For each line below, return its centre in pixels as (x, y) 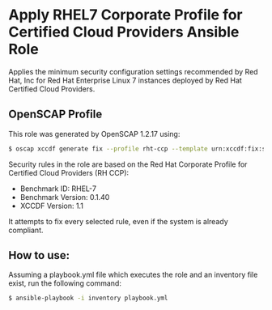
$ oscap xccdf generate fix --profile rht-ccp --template (108, 149)
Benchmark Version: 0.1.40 (65, 197)
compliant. (26, 230)
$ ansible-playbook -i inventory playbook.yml (88, 298)
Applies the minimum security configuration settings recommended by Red (133, 71)
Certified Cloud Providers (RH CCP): (69, 172)
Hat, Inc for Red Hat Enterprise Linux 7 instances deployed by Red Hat (125, 80)
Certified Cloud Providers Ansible (124, 32)
